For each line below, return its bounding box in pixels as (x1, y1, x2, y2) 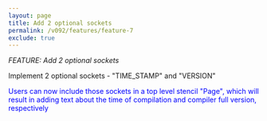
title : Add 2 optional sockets (8, 19, 112, 27)
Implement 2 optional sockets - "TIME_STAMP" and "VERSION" (8, 71, 217, 80)
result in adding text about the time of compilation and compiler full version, (8, 95, 257, 104)
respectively (8, 103, 49, 113)
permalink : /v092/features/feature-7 (8, 26, 134, 34)
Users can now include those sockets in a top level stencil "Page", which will (8, 87, 259, 96)
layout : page (8, 11, 52, 20)
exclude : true (8, 33, 56, 42)
